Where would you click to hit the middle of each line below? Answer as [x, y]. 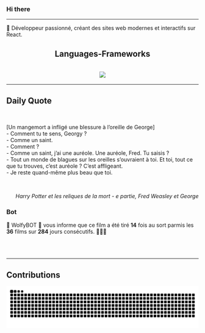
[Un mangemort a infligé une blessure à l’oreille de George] [81, 127]
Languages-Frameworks [103, 54]
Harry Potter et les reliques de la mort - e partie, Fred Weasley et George [107, 196]
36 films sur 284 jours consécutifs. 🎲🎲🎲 [56, 232]
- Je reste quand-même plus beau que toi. [59, 172]
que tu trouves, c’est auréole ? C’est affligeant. [65, 166]
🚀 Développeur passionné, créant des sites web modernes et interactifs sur [101, 28]
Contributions [33, 275]
